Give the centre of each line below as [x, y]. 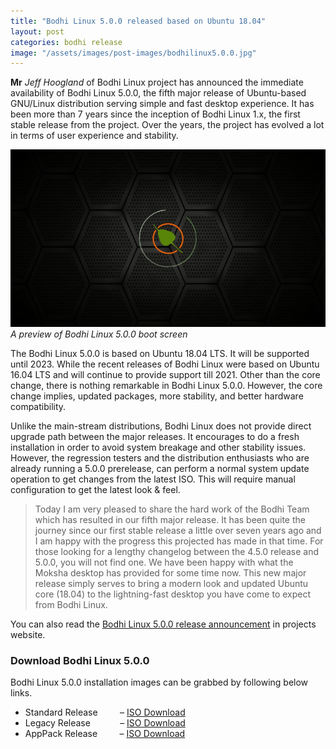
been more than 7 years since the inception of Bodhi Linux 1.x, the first [155, 114]
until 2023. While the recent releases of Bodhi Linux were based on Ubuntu [165, 364]
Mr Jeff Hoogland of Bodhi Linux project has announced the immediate [157, 82]
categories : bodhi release [66, 42]
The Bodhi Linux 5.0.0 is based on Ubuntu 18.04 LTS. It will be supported [160, 354]
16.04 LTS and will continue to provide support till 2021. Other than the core [165, 375]
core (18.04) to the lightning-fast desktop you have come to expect [173, 594]
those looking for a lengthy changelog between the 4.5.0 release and [177, 552]
